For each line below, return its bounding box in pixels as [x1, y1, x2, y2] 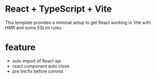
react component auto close [12, 63, 70, 69]
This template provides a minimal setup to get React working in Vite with [5, 20, 151, 25]
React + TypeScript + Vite [5, 3, 112, 15]
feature [5, 42, 36, 53]
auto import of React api [12, 58, 61, 64]
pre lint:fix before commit [12, 68, 64, 74]
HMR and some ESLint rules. [5, 24, 63, 30]
